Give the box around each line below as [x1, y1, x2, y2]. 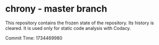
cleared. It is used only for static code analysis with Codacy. [5, 25, 131, 31]
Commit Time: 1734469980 [5, 35, 62, 41]
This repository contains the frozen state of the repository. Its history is [5, 20, 154, 26]
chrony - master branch [5, 3, 108, 15]
